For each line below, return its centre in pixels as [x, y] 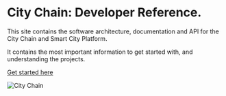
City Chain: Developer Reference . [104, 13]
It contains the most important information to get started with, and [100, 52]
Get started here [30, 72]
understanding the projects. [46, 59]
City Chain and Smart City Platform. [57, 38]
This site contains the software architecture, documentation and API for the [113, 31]
